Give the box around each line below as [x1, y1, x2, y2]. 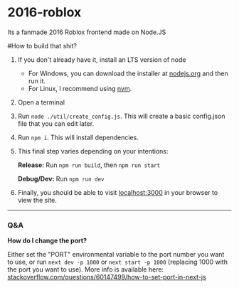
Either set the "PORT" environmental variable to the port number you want [7, 250, 225, 259]
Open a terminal [17, 97, 65, 107]
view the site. [17, 196, 57, 204]
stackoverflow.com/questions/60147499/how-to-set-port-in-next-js [7, 273, 206, 282]
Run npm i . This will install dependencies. [17, 133, 139, 142]
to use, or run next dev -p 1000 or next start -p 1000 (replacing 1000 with [7, 257, 228, 267]
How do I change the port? [7, 236, 87, 245]
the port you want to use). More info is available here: [7, 265, 164, 274]
